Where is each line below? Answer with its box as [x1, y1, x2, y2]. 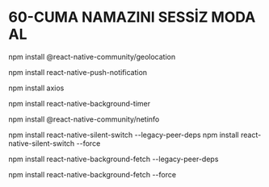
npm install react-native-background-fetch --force [8, 169, 176, 179]
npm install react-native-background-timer [8, 98, 151, 108]
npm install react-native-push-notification [8, 67, 148, 77]
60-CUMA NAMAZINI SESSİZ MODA [8, 8, 256, 27]
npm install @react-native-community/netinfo [8, 114, 160, 124]
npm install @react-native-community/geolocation [8, 52, 176, 61]
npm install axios [8, 83, 65, 93]
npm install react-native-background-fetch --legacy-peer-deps [8, 154, 219, 164]
